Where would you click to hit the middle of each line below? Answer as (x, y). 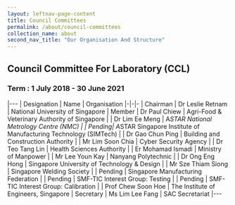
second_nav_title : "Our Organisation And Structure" (86, 40)
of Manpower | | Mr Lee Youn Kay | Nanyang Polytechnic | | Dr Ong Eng (111, 156)
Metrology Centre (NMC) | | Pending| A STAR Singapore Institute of (104, 126)
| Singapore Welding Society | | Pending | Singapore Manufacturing (105, 171)
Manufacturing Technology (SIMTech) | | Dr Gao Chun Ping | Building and (114, 134)
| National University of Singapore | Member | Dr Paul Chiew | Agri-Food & (115, 111)
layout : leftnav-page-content (52, 14)
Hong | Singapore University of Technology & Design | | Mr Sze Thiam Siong (118, 163)
